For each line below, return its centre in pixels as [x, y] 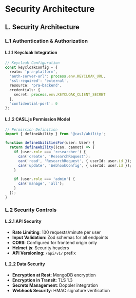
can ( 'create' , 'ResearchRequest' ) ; [54, 156]
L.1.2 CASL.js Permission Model [38, 119]
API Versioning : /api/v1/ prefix [44, 253]
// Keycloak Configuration [32, 63]
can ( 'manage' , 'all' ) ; [41, 184]
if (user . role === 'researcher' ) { [50, 152]
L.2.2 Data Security [25, 264]
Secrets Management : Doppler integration [55, 285]
